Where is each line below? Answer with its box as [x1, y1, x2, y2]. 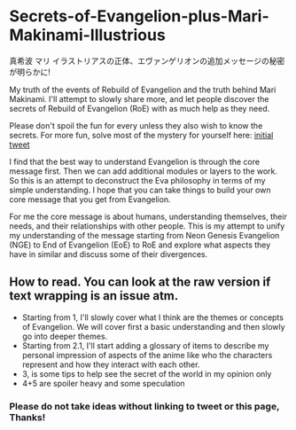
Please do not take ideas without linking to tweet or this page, [9, 400, 280, 412]
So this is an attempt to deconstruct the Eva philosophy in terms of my [9, 175, 266, 185]
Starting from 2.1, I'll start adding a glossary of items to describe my [21, 340, 269, 351]
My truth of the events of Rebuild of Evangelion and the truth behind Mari [9, 84, 277, 95]
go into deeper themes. [21, 331, 108, 341]
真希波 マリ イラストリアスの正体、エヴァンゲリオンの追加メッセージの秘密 [9, 55, 285, 66]
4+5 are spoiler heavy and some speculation [21, 378, 185, 388]
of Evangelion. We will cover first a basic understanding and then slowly [21, 321, 285, 332]
